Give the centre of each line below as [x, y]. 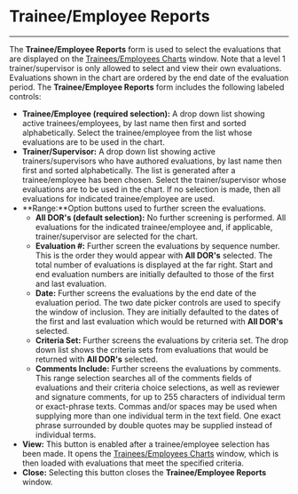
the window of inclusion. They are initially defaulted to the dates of [157, 312]
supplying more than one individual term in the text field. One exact [158, 416]
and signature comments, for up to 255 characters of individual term [160, 396]
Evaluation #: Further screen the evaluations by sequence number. [158, 245]
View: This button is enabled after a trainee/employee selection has [146, 444]
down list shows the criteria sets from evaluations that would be [152, 349]
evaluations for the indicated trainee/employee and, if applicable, [154, 227]
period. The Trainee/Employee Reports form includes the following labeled [147, 87]
